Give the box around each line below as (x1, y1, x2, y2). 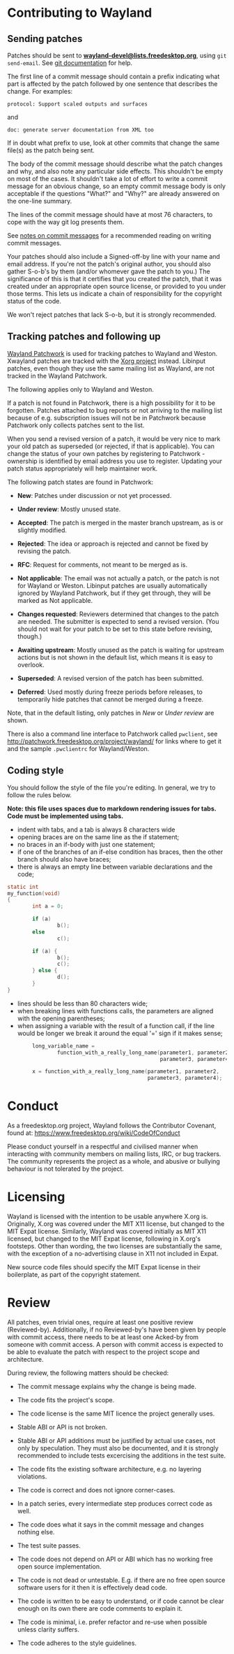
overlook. (17, 660, 45, 669)
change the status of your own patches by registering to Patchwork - (7, 449, 205, 457)
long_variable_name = (32, 1042, 95, 1050)
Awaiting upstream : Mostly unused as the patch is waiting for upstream (17, 646, 224, 654)
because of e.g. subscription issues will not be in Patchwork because (7, 413, 207, 422)
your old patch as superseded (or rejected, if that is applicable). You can (7, 442, 214, 450)
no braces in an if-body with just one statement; (17, 840, 155, 848)
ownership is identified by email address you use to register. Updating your (7, 457, 223, 465)
